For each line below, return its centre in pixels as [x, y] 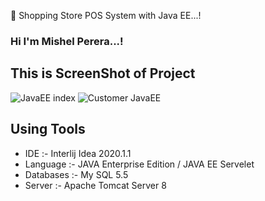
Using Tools [48, 129]
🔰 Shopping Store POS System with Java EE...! [106, 15]
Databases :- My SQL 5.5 [76, 174]
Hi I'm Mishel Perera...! [67, 41]
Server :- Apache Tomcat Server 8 [95, 185]
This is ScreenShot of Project [103, 73]
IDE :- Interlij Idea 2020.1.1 [78, 153]
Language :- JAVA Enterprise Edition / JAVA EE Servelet [139, 164]
